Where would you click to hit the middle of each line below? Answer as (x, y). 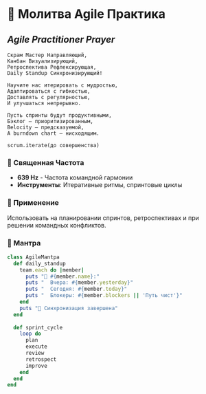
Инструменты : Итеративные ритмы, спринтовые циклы (100, 185)
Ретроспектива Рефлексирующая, (52, 67)
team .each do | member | (52, 270)
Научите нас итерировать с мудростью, (62, 85)
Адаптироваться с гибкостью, (49, 91)
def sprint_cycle (38, 327)
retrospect (41, 359)
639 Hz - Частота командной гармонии (75, 177)
